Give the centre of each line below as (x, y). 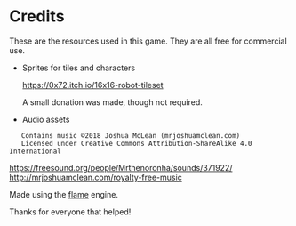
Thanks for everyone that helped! (70, 212)
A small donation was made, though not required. (112, 102)
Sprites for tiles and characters (79, 68)
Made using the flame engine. (64, 194)
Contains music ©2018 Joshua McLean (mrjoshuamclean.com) (131, 135)
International (36, 151)
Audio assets (46, 119)
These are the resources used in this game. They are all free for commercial (148, 41)
